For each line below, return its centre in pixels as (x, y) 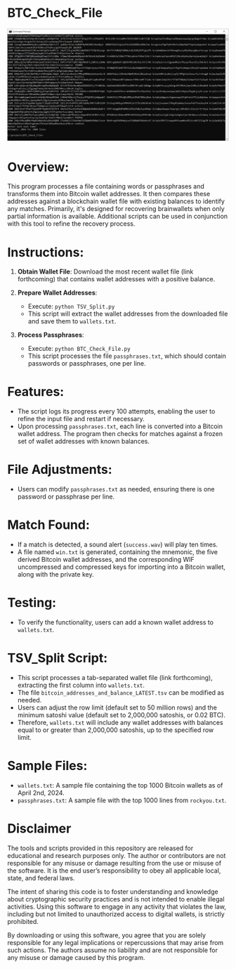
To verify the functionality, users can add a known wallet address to (116, 622)
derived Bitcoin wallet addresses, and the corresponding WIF (106, 560)
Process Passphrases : (51, 335)
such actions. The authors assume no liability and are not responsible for (113, 950)
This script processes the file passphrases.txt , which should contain (127, 356)
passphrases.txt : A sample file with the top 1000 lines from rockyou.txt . (122, 800)
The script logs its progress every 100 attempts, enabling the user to (116, 411)
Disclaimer (39, 829)
